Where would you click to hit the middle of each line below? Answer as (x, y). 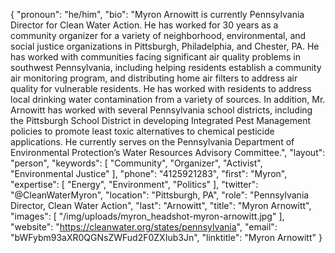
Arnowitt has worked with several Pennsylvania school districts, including (161, 110)
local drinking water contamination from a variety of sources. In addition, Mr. (168, 99)
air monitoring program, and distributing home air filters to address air (154, 78)
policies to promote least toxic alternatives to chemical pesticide (142, 131)
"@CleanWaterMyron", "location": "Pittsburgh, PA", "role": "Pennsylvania (160, 195)
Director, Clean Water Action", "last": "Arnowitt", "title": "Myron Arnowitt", (161, 205)
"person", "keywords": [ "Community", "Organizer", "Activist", (136, 163)
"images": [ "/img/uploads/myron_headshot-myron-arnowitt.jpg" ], (147, 216)
